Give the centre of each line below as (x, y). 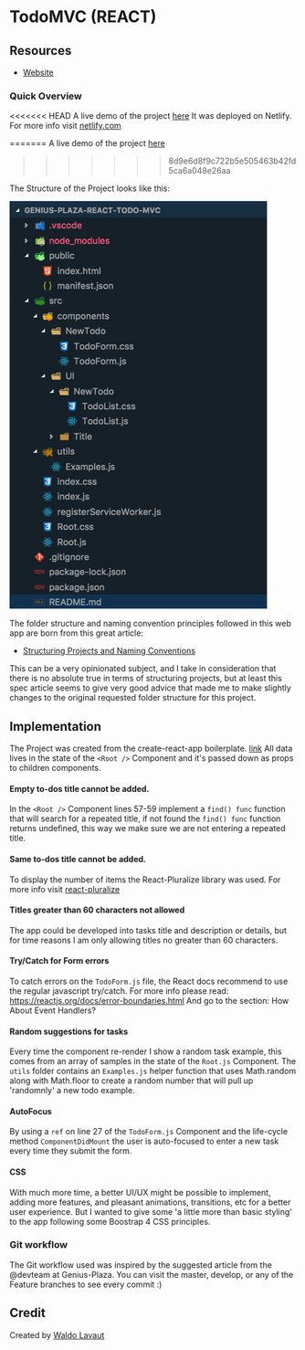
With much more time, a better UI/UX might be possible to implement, (140, 1192)
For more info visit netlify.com (65, 126)
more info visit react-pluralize (65, 889)
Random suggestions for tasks (69, 1031)
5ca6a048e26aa (200, 171)
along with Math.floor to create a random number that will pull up (131, 1081)
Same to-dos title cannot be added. (78, 859)
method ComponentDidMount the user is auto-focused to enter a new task (144, 1141)
